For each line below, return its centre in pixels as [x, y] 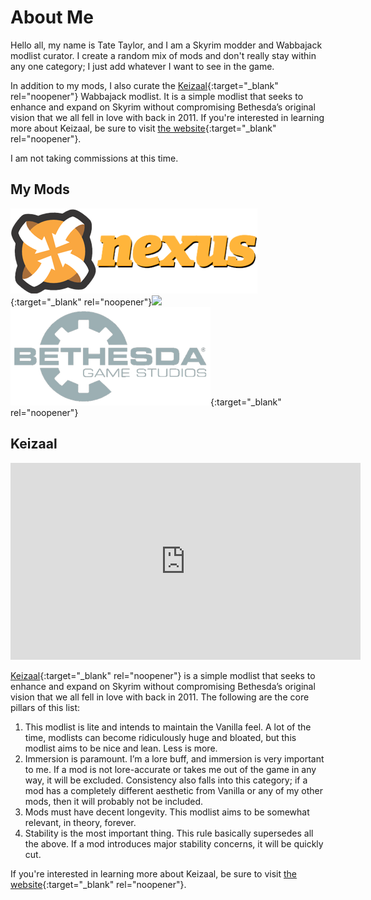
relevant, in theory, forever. [80, 822]
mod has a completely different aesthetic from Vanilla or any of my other [174, 790]
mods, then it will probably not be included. [114, 801]
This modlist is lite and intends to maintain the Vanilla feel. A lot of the [168, 727]
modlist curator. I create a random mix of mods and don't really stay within [163, 55]
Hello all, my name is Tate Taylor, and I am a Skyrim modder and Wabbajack [166, 45]
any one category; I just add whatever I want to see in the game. [142, 66]
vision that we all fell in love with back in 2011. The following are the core [160, 697]
